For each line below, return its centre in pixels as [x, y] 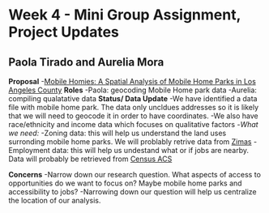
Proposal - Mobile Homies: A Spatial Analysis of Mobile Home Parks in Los [132, 81]
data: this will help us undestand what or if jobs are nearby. [150, 150]
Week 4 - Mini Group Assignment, [125, 15]
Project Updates [64, 32]
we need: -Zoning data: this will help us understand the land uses [117, 133]
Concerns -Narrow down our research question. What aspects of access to [135, 175]
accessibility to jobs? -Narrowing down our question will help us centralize [132, 192]
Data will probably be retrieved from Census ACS [90, 159]
